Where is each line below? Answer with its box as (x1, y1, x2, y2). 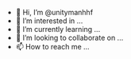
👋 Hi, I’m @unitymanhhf (15, 8, 94, 17)
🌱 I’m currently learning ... (15, 25, 101, 33)
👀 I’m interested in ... (15, 16, 83, 26)
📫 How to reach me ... (15, 42, 90, 51)
